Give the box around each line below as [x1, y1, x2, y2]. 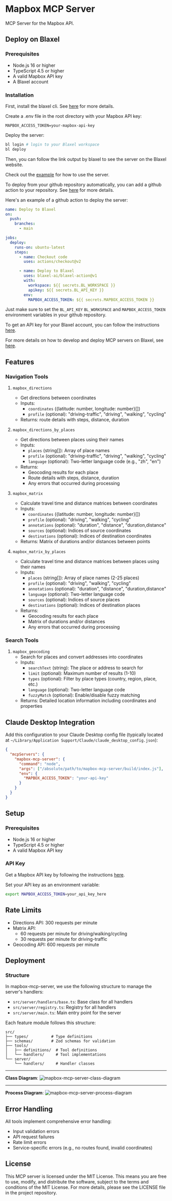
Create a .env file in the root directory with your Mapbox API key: [5, 113, 142, 119]
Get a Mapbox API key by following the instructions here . [5, 871, 125, 877]
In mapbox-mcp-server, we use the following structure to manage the [5, 983, 152, 990]
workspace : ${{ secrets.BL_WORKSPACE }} [28, 282, 116, 288]
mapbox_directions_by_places [12, 427, 75, 433]
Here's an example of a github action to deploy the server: [5, 196, 128, 203]
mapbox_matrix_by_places [12, 549, 66, 554]
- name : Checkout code [18, 254, 68, 260]
